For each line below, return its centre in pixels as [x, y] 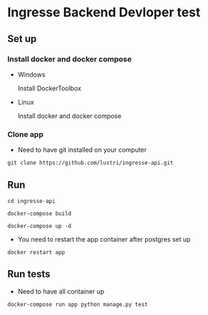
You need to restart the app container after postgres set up [104, 239]
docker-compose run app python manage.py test [78, 304]
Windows [31, 74]
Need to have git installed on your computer [82, 150]
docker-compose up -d [40, 226]
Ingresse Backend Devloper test [104, 12]
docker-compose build [40, 213]
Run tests [29, 274]
